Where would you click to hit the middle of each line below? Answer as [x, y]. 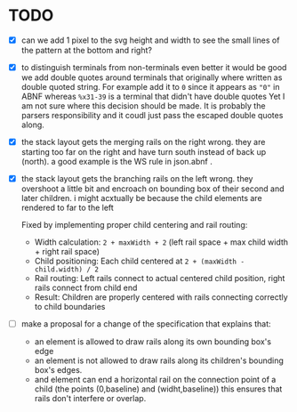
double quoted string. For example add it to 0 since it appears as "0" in [150, 87]
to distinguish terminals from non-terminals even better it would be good [154, 67]
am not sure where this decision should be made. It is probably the [143, 106]
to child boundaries [70, 307]
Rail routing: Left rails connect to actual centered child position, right [160, 279]
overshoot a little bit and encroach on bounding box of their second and [153, 189]
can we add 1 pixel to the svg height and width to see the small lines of [150, 40]
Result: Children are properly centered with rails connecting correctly [161, 297]
